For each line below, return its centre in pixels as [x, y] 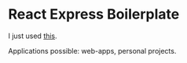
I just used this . [33, 36]
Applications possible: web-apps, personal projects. [92, 51]
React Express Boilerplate [94, 14]
